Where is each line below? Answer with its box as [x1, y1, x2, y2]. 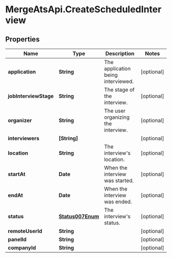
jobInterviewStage [8, 93, 54, 99]
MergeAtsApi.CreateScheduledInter [5, 4, 162, 15]
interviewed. [104, 78, 134, 85]
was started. [104, 177, 134, 184]
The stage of [104, 86, 135, 93]
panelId [8, 236, 27, 243]
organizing [104, 114, 130, 121]
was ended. [104, 198, 132, 205]
